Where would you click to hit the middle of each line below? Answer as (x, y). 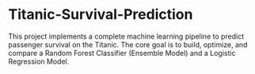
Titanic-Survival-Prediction (101, 15)
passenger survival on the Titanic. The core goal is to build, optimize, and (128, 44)
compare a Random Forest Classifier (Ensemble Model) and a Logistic (122, 53)
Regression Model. (39, 61)
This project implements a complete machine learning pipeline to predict (126, 36)
